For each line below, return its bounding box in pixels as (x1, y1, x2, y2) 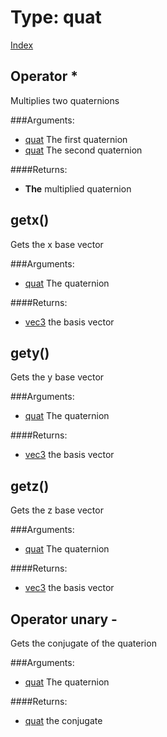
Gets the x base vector (10, 238, 104, 250)
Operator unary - (10, 611, 118, 628)
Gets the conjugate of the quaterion (10, 637, 157, 649)
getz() (10, 477, 50, 495)
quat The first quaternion (24, 133, 128, 145)
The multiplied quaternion (24, 182, 132, 195)
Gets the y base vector (10, 371, 105, 383)
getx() (10, 212, 50, 229)
